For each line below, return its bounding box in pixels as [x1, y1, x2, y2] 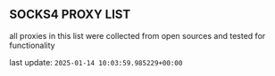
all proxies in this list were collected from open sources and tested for [9, 30, 266, 41]
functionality [9, 40, 55, 50]
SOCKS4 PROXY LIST [9, 7, 131, 22]
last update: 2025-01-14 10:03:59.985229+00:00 [9, 57, 183, 67]
